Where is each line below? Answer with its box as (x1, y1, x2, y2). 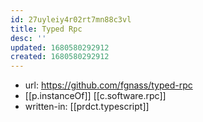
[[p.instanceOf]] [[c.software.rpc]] (24, 90, 167, 102)
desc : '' (10, 33, 47, 43)
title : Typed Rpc (10, 24, 83, 34)
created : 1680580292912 (10, 52, 110, 62)
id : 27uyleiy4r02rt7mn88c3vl (10, 14, 132, 25)
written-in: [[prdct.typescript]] (24, 101, 150, 113)
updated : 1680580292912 (10, 42, 110, 53)
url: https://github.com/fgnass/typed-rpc (24, 79, 193, 91)
